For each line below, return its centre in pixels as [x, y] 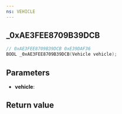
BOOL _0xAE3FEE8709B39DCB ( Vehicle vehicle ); [62, 54]
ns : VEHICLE [21, 11]
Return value [30, 105]
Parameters [28, 73]
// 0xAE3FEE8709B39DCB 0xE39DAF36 [49, 49]
